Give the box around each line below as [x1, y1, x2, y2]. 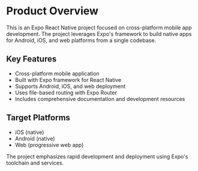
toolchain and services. [6, 159, 64, 166]
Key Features [6, 54, 57, 64]
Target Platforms [6, 112, 71, 123]
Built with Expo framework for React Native [14, 76, 122, 83]
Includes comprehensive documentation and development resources [14, 95, 185, 102]
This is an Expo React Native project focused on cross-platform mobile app [6, 24, 192, 31]
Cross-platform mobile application [14, 70, 100, 77]
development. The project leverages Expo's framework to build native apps [6, 30, 192, 37]
